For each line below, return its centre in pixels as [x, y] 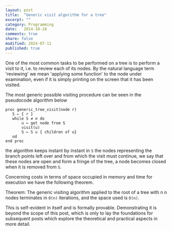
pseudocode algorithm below [36, 100]
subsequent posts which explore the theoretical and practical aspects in [81, 218]
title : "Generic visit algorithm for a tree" [56, 15]
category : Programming [30, 24]
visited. [13, 85]
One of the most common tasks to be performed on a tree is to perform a [83, 63]
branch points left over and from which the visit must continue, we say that [84, 156]
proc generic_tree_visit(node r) [41, 109]
